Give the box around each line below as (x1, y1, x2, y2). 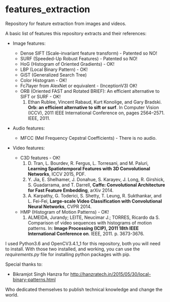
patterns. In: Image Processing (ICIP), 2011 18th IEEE (27, 225, 139, 231)
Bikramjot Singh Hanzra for (12, 271, 70, 277)
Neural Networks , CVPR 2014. (27, 203, 92, 210)
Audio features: (12, 125, 45, 131)
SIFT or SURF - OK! (20, 93, 61, 99)
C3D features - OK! (20, 155, 61, 161)
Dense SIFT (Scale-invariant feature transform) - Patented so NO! (20, 50, 157, 56)
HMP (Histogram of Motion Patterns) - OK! (20, 209, 109, 215)
